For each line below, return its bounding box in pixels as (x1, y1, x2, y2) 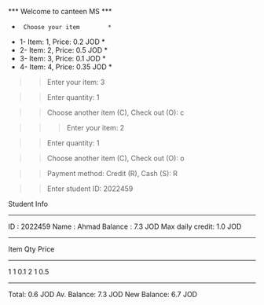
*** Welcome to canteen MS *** (8, 7, 112, 16)
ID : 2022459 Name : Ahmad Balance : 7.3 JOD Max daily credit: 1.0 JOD (8, 222, 242, 231)
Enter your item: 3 (46, 78, 105, 86)
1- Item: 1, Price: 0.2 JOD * (19, 37, 105, 46)
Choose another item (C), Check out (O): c (46, 108, 185, 117)
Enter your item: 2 (66, 123, 125, 132)
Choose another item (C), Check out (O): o (46, 153, 185, 163)
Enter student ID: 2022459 (46, 184, 134, 193)
